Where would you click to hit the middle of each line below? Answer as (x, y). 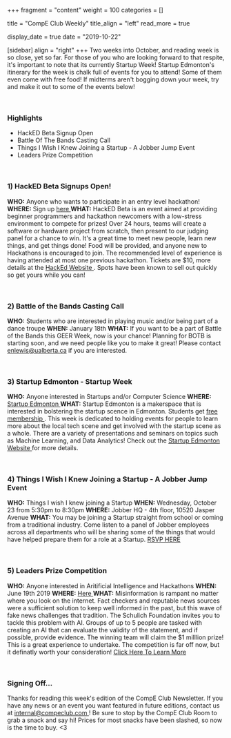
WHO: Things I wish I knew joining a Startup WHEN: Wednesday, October (112, 503)
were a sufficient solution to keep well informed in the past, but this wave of (115, 608)
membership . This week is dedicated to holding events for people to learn (113, 419)
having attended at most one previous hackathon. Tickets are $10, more (109, 260)
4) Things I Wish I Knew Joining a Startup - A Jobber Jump (108, 479)
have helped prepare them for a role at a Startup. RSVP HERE (94, 540)
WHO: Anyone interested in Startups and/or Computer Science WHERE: (109, 397)
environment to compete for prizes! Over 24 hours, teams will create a (107, 223)
